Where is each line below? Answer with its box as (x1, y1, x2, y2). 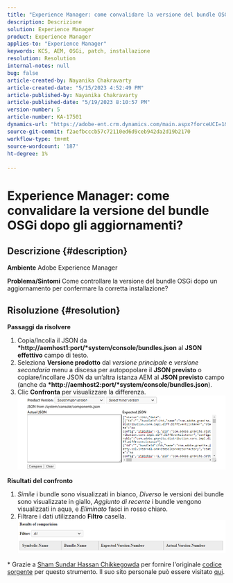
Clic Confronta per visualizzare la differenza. (17, 388, 146, 396)
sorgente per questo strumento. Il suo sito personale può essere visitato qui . (7, 568, 225, 576)
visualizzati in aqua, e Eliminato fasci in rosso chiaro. (17, 505, 169, 513)
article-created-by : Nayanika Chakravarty (7, 77, 132, 84)
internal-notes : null (7, 62, 70, 69)
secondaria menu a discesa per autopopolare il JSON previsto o (17, 365, 202, 374)
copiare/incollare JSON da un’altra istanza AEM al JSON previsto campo (17, 373, 225, 381)
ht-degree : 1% (7, 150, 49, 157)
